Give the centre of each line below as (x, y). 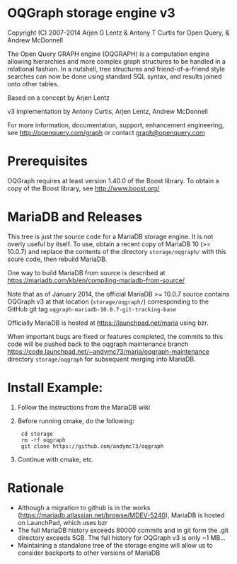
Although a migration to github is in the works (84, 507)
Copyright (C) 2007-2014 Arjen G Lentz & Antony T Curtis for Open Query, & (118, 33)
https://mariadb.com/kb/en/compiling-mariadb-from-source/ (96, 280)
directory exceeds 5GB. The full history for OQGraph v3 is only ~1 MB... (122, 537)
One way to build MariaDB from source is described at (86, 272)
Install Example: (55, 388)
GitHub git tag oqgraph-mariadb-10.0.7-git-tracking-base (92, 309)
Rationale (36, 488)
